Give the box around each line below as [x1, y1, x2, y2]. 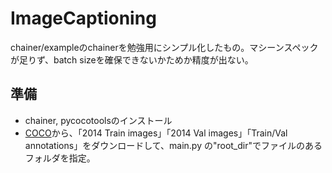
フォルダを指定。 [24, 152, 96, 164]
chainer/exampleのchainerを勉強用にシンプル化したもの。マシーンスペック [10, 41, 319, 53]
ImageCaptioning [10, 7, 157, 30]
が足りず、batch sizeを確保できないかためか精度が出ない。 [10, 53, 254, 66]
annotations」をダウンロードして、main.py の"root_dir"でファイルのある [24, 139, 323, 151]
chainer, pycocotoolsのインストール [24, 114, 173, 126]
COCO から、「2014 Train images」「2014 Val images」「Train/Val [24, 127, 288, 139]
